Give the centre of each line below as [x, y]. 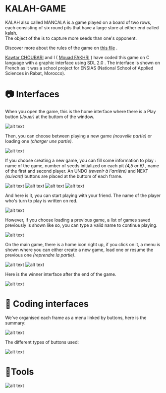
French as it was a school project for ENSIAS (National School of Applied [79, 68]
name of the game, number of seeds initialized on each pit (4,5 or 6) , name [82, 165]
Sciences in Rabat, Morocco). [35, 73]
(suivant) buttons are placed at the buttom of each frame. [64, 176]
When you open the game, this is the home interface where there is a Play [81, 111]
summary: [15, 323]
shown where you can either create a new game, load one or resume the [79, 250]
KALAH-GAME [35, 9]
